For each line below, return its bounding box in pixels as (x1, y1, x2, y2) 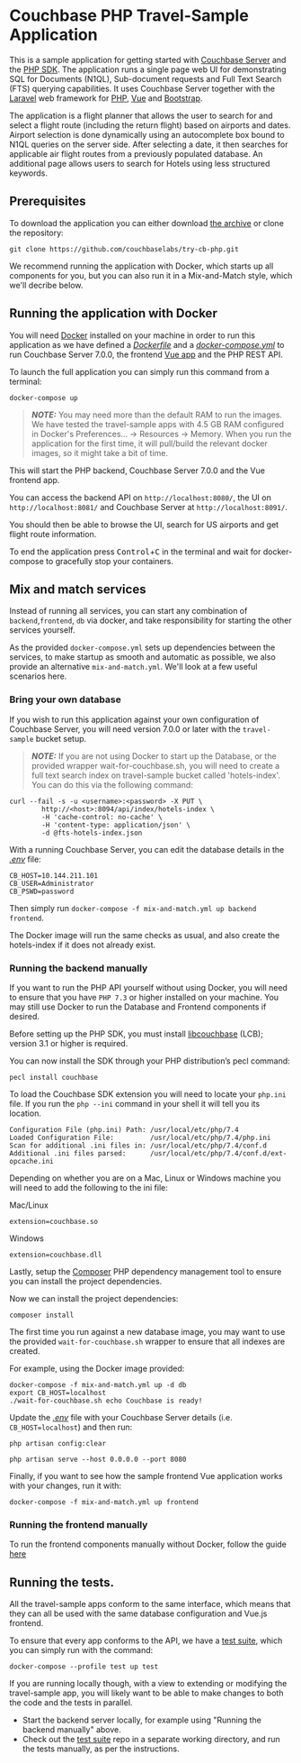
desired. (9, 1010, 40, 1021)
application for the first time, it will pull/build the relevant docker (31, 438, 268, 449)
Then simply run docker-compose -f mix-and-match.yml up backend (9, 902, 257, 913)
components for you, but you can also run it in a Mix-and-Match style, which (9, 269, 293, 280)
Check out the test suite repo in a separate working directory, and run (22, 1734, 280, 1745)
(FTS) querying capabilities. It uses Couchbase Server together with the (9, 83, 276, 94)
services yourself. (9, 625, 75, 635)
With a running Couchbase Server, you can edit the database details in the (9, 844, 285, 854)
